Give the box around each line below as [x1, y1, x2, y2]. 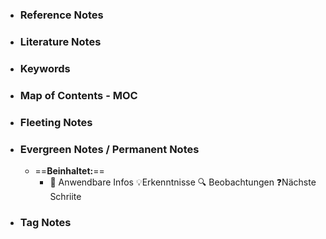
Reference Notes [19, 8, 104, 22]
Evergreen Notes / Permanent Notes [19, 142, 200, 156]
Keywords [19, 61, 71, 75]
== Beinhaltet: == [34, 164, 105, 177]
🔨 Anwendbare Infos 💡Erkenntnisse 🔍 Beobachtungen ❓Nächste [49, 176, 317, 188]
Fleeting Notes [19, 115, 93, 129]
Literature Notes [19, 34, 102, 48]
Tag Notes [19, 215, 72, 229]
